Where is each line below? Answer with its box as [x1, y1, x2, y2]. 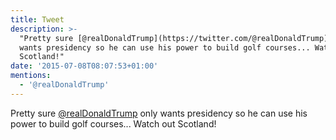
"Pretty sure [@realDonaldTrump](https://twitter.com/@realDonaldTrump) [19, 33, 329, 43]
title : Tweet [10, 14, 65, 25]
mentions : [10, 71, 52, 81]
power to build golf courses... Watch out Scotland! [10, 117, 217, 130]
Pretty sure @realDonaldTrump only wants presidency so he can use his [10, 107, 308, 119]
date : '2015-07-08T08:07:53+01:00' [10, 61, 159, 71]
